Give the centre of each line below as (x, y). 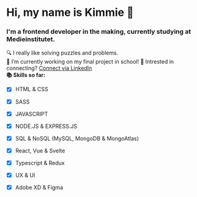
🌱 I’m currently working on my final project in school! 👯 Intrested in (90, 62)
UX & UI (25, 175)
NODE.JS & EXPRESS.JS (46, 126)
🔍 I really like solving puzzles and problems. (62, 53)
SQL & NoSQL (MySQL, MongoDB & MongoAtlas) (77, 138)
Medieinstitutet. (31, 39)
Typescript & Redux (40, 163)
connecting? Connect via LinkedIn (49, 68)
